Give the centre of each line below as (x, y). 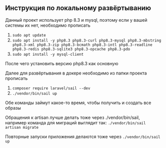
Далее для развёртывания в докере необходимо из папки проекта (76, 73)
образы (13, 108)
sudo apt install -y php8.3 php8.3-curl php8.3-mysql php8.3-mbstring (87, 40)
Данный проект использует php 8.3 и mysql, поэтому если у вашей (76, 20)
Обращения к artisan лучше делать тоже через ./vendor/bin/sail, (73, 117)
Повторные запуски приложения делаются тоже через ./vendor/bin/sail (83, 136)
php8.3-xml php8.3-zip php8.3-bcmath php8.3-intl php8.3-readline (82, 45)
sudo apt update (29, 35)
